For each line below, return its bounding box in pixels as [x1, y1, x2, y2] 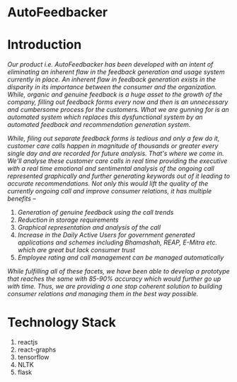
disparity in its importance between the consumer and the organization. [7, 83, 217, 91]
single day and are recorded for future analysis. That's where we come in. [7, 150, 224, 158]
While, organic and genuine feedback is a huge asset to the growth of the [7, 90, 223, 99]
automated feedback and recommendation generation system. [7, 120, 191, 129]
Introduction [7, 37, 82, 53]
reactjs [17, 338, 38, 347]
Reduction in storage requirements [17, 215, 119, 224]
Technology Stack [7, 315, 117, 330]
